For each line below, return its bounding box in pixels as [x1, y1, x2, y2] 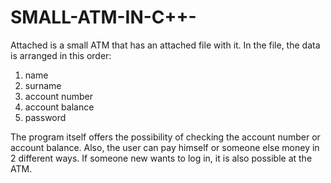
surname [24, 79, 62, 91]
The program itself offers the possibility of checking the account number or [10, 131, 321, 143]
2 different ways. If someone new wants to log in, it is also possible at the [10, 152, 313, 164]
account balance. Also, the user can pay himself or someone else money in [10, 141, 320, 153]
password [24, 111, 67, 123]
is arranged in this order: [10, 49, 112, 61]
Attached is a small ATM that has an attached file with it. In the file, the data [10, 39, 321, 51]
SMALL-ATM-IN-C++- [10, 6, 197, 29]
